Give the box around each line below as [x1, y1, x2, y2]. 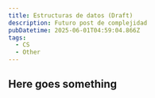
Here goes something [8, 77, 118, 91]
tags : [8, 33, 26, 42]
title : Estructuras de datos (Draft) [8, 11, 134, 20]
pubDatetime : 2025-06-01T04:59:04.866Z [8, 26, 141, 34]
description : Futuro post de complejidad [8, 19, 148, 27]
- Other [15, 48, 41, 56]
